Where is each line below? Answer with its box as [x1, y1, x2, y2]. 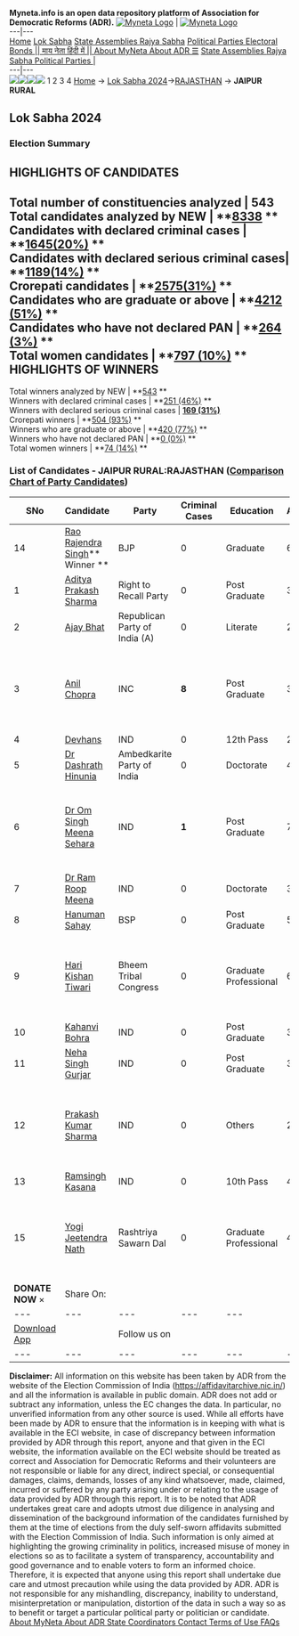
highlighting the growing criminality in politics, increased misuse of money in [9, 1541, 290, 1551]
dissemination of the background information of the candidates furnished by [9, 1512, 289, 1523]
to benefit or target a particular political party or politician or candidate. [9, 1607, 270, 1617]
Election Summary [9, 137, 91, 150]
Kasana [64, 1180, 96, 1192]
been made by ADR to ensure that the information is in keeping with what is [9, 1418, 286, 1428]
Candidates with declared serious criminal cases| [9, 251, 290, 266]
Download [13, 1322, 56, 1334]
